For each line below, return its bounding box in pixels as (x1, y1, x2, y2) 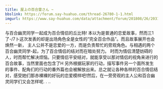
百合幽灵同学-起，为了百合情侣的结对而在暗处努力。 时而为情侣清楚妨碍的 (5, 48, 153, 54)
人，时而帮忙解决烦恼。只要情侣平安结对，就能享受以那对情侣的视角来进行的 (5, 54, 158, 60)
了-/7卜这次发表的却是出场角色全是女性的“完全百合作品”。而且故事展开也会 (5, 36, 155, 42)
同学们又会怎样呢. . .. (9, 79, 51, 85)
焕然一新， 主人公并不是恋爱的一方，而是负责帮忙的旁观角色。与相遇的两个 (5, 42, 155, 48)
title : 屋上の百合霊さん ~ (5, 7, 54, 12)
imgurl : (5, 16, 21, 21)
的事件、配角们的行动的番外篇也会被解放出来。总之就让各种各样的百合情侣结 (5, 67, 158, 72)
